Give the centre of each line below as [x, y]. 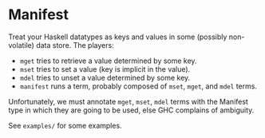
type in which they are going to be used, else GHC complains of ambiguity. [131, 110]
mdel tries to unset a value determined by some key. [105, 77]
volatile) [21, 45]
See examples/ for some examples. [65, 125]
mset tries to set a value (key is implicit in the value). [105, 69]
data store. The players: [75, 45]
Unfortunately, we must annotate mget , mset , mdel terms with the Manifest [129, 101]
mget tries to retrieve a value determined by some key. [108, 61]
